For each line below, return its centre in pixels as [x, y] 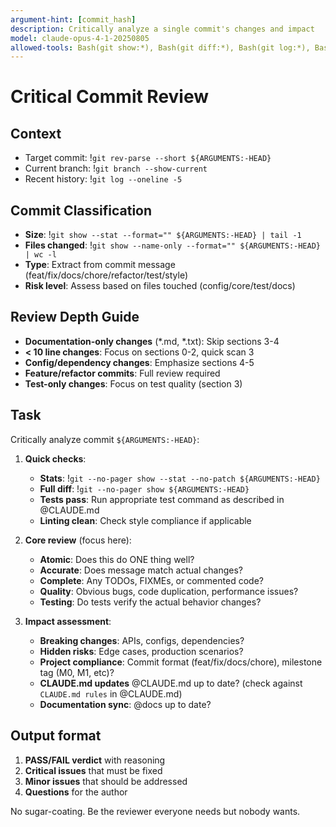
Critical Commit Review [110, 97]
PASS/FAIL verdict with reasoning [95, 760]
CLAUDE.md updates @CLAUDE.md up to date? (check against [171, 683]
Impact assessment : [68, 621]
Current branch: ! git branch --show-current [116, 168]
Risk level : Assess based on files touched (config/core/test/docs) [160, 286]
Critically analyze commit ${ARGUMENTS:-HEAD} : [105, 439]
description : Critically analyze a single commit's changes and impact [162, 29]
